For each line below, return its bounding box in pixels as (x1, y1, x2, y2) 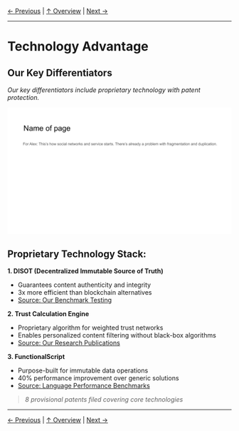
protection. (7, 93, 40, 101)
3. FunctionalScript (7, 353, 65, 361)
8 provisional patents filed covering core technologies (24, 395, 184, 404)
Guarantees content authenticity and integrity (17, 280, 152, 289)
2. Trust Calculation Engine (7, 310, 90, 318)
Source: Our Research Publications (17, 339, 121, 348)
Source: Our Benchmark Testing (17, 296, 112, 305)
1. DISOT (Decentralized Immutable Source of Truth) (7, 267, 164, 275)
